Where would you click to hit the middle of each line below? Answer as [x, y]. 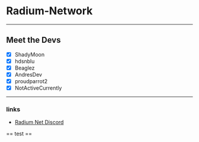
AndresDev [28, 74]
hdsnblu [25, 61]
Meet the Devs [33, 40]
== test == [19, 134]
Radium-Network [49, 11]
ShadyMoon [30, 54]
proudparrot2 [31, 81]
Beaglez [25, 68]
